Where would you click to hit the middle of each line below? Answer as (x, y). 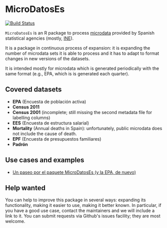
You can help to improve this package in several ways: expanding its (75, 200)
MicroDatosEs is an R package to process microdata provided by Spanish (80, 33)
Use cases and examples (45, 160)
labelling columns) (31, 118)
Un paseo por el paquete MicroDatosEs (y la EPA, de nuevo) (74, 172)
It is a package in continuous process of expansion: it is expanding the (78, 48)
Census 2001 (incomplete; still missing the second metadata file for (82, 112)
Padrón (20, 144)
